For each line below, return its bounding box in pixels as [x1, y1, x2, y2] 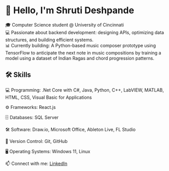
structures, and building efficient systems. [5, 37, 94, 43]
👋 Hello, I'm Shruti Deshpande [5, 5, 134, 16]
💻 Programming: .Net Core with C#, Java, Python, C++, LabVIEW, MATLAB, [5, 87, 164, 93]
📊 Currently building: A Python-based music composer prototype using [5, 42, 156, 48]
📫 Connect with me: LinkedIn [5, 160, 68, 166]
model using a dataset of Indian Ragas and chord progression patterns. [5, 55, 154, 61]
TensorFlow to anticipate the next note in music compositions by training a [5, 49, 161, 55]
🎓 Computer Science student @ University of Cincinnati [5, 21, 124, 27]
